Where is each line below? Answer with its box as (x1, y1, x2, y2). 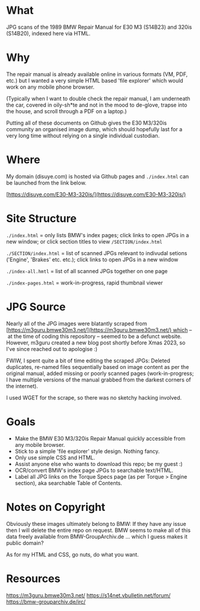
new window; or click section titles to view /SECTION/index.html (6, 238, 162, 245)
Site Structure (6, 212, 77, 225)
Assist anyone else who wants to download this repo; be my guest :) (14, 460, 183, 467)
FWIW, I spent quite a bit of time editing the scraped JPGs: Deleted (6, 357, 171, 364)
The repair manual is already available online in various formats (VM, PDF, (6, 70, 188, 78)
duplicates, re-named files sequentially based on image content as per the (6, 363, 189, 370)
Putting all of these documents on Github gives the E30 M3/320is (6, 119, 167, 126)
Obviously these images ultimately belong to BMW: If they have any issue (6, 520, 186, 527)
